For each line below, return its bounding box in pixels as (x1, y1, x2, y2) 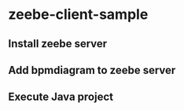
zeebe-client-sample (8, 6, 149, 24)
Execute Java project (8, 91, 114, 104)
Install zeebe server (8, 37, 108, 50)
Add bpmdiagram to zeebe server (8, 63, 176, 76)
